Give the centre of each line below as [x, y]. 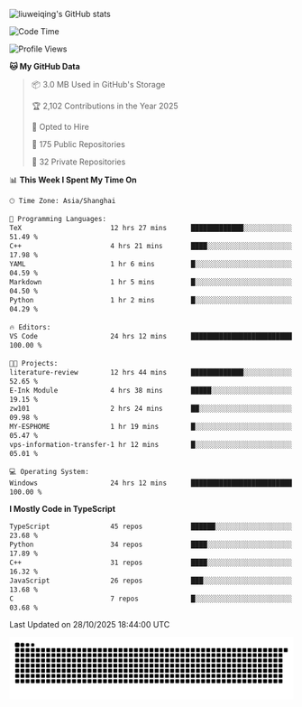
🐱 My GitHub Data [45, 66]
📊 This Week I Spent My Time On [73, 180]
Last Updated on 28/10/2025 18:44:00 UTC [90, 624]
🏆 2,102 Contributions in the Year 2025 [105, 106]
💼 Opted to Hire [60, 127]
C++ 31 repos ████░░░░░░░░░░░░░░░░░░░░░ [151, 563]
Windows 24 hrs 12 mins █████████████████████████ [151, 483]
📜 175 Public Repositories [78, 144]
